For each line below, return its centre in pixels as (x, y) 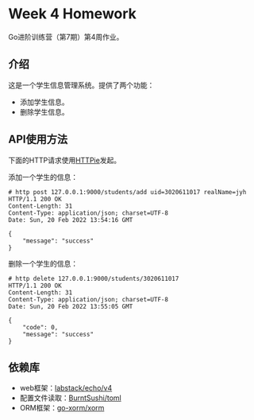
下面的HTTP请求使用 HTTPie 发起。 (65, 160)
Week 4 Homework (73, 14)
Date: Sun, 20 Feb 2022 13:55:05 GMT (71, 306)
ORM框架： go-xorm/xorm (62, 408)
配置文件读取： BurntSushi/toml (70, 398)
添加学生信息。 (44, 102)
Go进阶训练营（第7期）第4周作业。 (66, 37)
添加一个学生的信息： (43, 177)
